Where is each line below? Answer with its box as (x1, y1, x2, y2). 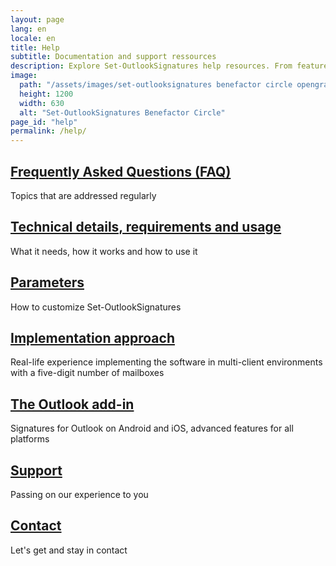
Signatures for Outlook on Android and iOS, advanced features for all (10, 422, 294, 435)
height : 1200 (19, 89, 74, 99)
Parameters (10, 274, 85, 291)
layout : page (10, 14, 65, 25)
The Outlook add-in (10, 396, 135, 413)
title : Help (10, 42, 60, 53)
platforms (10, 433, 50, 445)
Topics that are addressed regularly (10, 189, 157, 201)
